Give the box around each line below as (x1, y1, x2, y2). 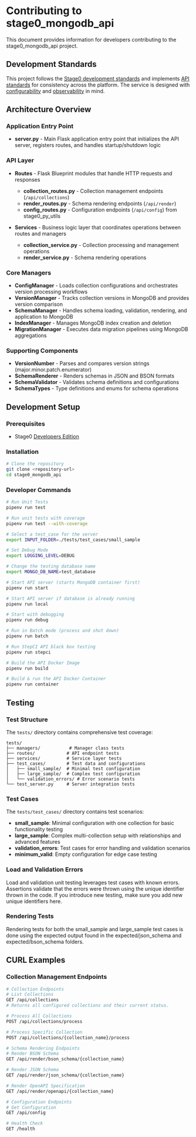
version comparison (14, 301, 63, 308)
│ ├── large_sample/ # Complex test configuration (6, 771, 141, 777)
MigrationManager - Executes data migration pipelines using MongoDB (14, 326, 189, 333)
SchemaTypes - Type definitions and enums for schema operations (14, 385, 179, 392)
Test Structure (6, 715, 48, 724)
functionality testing (14, 826, 63, 833)
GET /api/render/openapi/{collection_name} (6, 1088, 114, 1094)
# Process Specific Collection (6, 1029, 83, 1035)
